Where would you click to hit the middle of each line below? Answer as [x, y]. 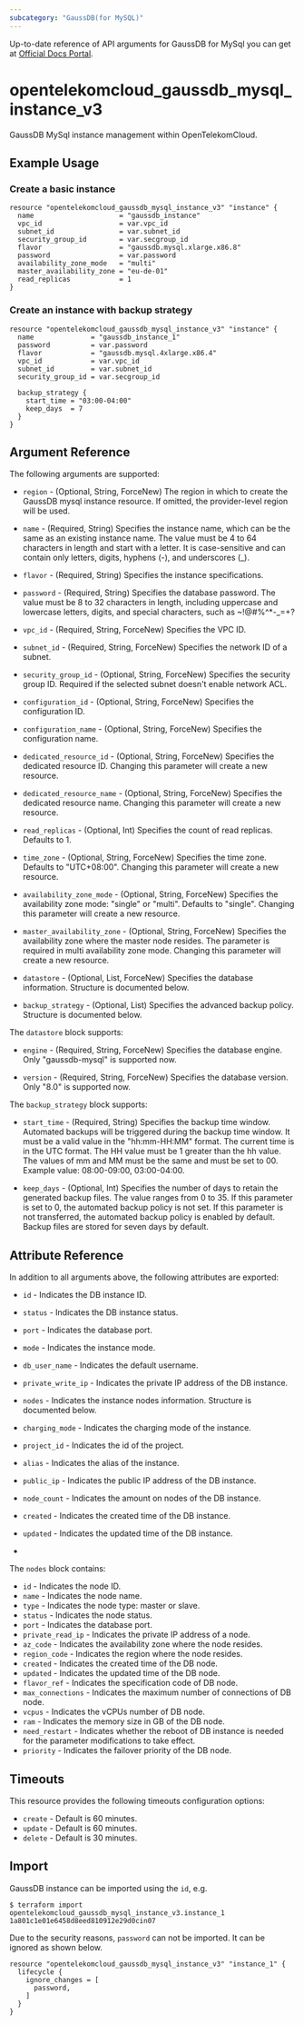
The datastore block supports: [67, 1032]
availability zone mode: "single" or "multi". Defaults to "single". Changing [158, 904]
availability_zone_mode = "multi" [87, 264]
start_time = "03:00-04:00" [78, 401]
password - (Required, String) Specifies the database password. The [149, 593]
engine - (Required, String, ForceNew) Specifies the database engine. [152, 1050]
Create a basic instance [63, 189]
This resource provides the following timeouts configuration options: [137, 1801]
